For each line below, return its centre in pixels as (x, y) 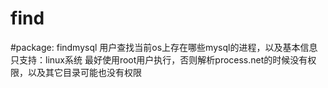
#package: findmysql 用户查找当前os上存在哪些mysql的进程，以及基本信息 (164, 47)
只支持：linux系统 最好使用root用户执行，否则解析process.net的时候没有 (159, 59)
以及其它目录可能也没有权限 (84, 72)
